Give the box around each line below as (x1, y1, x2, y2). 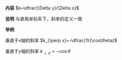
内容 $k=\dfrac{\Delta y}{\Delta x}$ (5, 5, 79, 11)
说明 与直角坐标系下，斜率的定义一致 (5, 16, 82, 22)
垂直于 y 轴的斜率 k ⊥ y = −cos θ (5, 48, 71, 55)
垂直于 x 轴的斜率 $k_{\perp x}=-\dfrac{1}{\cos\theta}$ (5, 38, 117, 43)
